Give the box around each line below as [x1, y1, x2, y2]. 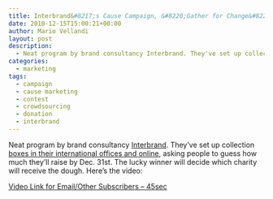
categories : [8, 58, 49, 66]
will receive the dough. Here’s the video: [8, 166, 143, 175]
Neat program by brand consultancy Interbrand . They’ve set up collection [8, 140, 255, 149]
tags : [8, 72, 27, 80]
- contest [15, 95, 49, 103]
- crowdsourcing [15, 102, 71, 110]
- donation [15, 110, 53, 119]
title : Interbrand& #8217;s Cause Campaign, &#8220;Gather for [8, 11, 223, 20]
